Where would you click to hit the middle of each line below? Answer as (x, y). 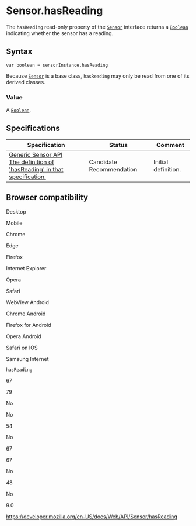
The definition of (32, 162)
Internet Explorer (26, 268)
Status (118, 145)
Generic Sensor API (36, 154)
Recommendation (113, 169)
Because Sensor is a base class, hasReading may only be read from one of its (98, 76)
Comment (171, 145)
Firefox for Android (29, 325)
